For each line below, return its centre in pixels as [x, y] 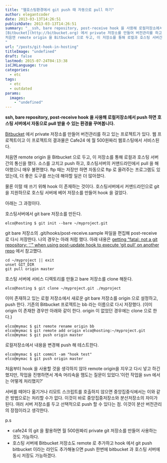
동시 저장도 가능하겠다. [34, 456]
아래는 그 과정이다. [23, 203]
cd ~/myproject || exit [30, 260]
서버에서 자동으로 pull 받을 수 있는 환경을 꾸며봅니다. [65, 124]
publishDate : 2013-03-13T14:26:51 [41, 24]
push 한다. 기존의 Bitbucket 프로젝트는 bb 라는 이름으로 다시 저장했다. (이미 [79, 305]
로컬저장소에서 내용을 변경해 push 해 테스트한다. [52, 345]
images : [18, 98]
